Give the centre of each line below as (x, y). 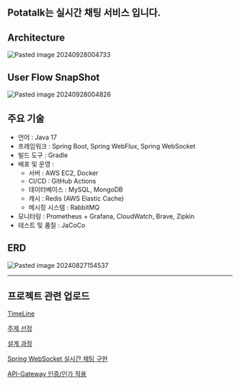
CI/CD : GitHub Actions (62, 181)
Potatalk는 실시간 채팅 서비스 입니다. (84, 13)
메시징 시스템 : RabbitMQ (64, 207)
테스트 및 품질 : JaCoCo (51, 225)
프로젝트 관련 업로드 (49, 296)
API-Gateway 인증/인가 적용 (47, 374)
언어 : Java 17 (37, 137)
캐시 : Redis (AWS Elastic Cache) (76, 198)
